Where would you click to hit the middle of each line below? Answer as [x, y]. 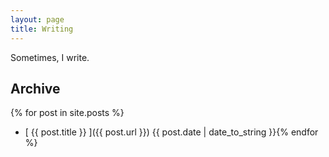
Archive [35, 88]
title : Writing [42, 29]
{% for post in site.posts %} [67, 113]
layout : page [37, 19]
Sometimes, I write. [50, 57]
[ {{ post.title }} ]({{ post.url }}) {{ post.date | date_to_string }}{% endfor [171, 132]
